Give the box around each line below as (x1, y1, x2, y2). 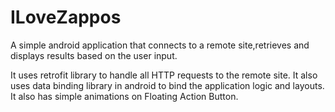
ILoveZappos (10, 6, 122, 29)
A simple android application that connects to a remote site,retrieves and (10, 39, 310, 51)
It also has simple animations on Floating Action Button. (10, 90, 239, 102)
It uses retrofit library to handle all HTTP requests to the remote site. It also (10, 69, 318, 81)
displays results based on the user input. (10, 49, 178, 61)
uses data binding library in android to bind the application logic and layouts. (10, 79, 325, 91)
